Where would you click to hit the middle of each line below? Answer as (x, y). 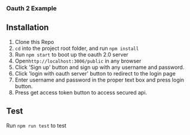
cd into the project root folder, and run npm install (77, 48)
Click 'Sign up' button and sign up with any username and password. (99, 67)
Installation (27, 28)
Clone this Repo (34, 42)
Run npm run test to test (36, 125)
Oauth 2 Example (31, 8)
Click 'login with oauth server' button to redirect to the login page (95, 73)
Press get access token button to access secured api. (81, 92)
